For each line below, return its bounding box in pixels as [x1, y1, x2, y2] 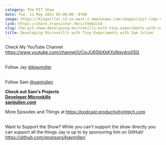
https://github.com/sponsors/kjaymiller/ [5, 135, 86, 140]
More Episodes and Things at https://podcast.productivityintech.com [5, 109, 146, 115]
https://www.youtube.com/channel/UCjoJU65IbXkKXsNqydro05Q [5, 49, 139, 55]
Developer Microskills [5, 94, 51, 100]
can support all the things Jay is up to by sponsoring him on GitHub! [5, 129, 144, 135]
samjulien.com [5, 99, 37, 105]
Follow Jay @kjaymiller [5, 64, 52, 70]
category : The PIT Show [5, 7, 54, 12]
